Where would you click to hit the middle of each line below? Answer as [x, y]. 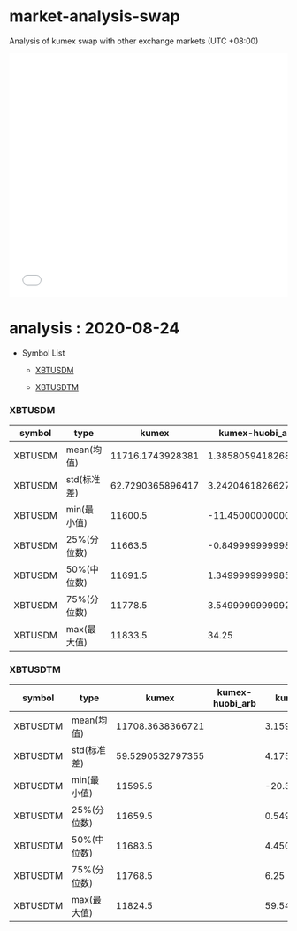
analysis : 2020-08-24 [95, 329]
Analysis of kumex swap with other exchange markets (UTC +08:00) [134, 41]
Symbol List [43, 353]
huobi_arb [234, 704]
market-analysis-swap [95, 16]
